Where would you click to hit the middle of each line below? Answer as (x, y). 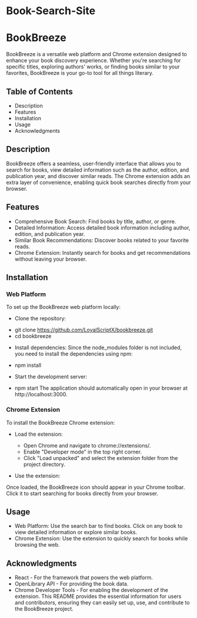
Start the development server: (51, 377)
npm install (28, 365)
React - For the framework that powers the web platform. (84, 578)
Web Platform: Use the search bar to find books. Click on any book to (98, 526)
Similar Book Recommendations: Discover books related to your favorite (102, 240)
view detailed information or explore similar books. (76, 532)
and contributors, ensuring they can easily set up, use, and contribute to (102, 603)
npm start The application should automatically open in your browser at (101, 388)
